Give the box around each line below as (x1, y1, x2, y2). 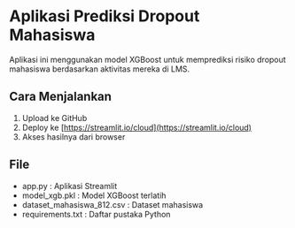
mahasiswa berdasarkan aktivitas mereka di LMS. (9, 64, 190, 74)
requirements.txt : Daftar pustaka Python (21, 209, 171, 219)
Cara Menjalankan (9, 89, 113, 104)
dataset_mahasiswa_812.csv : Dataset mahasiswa (21, 199, 204, 209)
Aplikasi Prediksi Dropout (9, 6, 200, 27)
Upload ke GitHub (21, 112, 88, 123)
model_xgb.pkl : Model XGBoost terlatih (21, 190, 167, 201)
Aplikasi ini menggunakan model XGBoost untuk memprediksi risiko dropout (9, 54, 286, 65)
